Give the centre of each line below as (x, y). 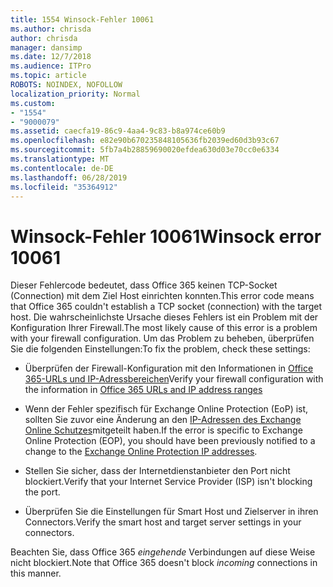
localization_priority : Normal (75, 94)
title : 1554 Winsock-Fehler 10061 (82, 19)
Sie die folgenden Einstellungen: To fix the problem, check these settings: (160, 349)
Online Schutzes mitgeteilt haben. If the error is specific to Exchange (163, 430)
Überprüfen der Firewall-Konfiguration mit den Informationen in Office (169, 368)
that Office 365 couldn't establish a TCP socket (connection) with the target (166, 307)
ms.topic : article (48, 76)
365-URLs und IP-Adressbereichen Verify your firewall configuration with (174, 379)
